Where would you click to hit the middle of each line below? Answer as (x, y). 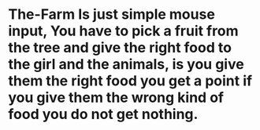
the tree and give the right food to (120, 48)
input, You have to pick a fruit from (123, 31)
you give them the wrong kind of (116, 97)
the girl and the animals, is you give (126, 65)
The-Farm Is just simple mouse (111, 14)
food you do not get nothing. (103, 114)
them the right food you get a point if (130, 81)
